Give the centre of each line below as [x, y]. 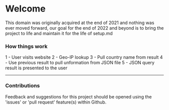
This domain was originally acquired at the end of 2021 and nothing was [80, 23]
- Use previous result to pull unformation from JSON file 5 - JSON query [80, 63]
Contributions [23, 86]
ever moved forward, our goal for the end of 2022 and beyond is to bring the [84, 28]
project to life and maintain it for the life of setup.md [59, 33]
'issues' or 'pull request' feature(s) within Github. [56, 102]
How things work [26, 46]
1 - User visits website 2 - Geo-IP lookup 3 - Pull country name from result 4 [84, 57]
